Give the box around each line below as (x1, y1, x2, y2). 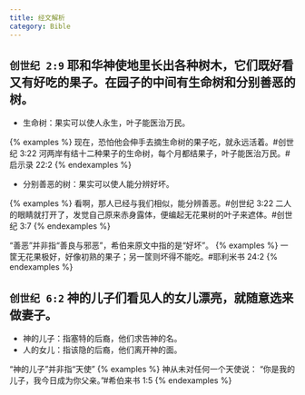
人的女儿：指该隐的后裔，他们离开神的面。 (22, 344, 182, 355)
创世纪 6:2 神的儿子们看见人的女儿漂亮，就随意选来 (9, 290, 294, 305)
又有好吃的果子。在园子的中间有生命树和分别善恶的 (9, 74, 296, 90)
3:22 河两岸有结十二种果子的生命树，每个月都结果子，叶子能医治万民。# (19, 148, 290, 159)
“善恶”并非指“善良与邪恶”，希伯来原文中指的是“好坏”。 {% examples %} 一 (9, 240, 289, 251)
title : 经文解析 (9, 13, 65, 23)
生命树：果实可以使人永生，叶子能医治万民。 (22, 117, 191, 128)
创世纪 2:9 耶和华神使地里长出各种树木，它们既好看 (9, 57, 294, 73)
